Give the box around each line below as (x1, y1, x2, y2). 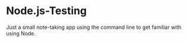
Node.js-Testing (6, 4, 87, 18)
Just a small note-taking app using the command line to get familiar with (6, 24, 182, 31)
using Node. (6, 29, 36, 37)
